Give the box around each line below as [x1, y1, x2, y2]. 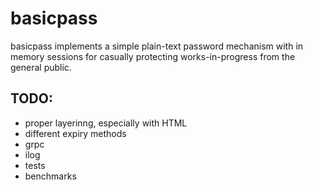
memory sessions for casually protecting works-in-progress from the [10, 50, 296, 62]
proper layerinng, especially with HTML [24, 117, 188, 129]
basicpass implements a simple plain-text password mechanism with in [10, 40, 304, 52]
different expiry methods [24, 127, 127, 139]
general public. [10, 61, 72, 73]
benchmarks [24, 170, 77, 182]
